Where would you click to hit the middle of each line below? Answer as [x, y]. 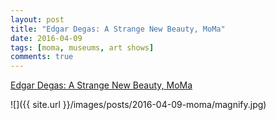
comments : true [42, 57]
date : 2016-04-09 [46, 38]
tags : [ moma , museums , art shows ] [82, 47]
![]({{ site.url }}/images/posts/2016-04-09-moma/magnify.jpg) [138, 105]
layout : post [37, 19]
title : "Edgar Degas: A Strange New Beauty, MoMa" [118, 29]
